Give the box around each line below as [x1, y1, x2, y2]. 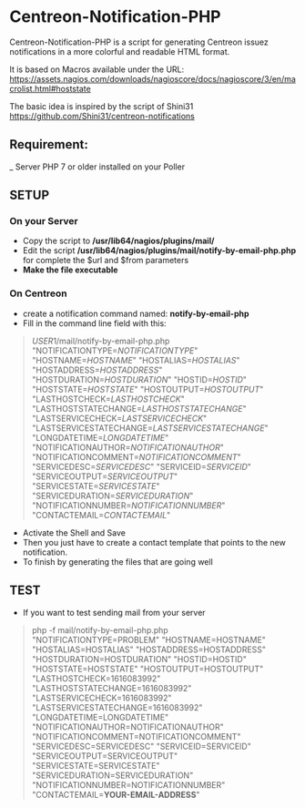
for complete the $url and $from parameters [22, 255, 189, 266]
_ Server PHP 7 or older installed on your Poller [9, 161, 185, 172]
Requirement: [9, 137, 89, 152]
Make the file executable [22, 264, 118, 275]
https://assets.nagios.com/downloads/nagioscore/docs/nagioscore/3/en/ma [9, 73, 296, 84]
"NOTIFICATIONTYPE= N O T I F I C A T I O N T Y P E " [31, 344, 198, 356]
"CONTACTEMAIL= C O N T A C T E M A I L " [31, 509, 171, 520]
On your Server [9, 215, 79, 228]
